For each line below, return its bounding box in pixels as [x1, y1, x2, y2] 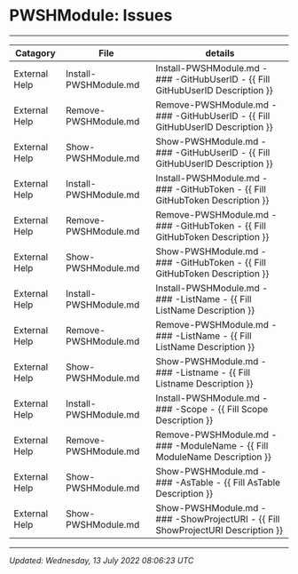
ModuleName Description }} [155, 450, 272, 463]
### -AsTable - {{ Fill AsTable [155, 476, 281, 489]
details [205, 46, 235, 59]
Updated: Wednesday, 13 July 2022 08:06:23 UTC [9, 554, 194, 565]
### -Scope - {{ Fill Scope [155, 403, 269, 415]
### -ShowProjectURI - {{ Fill [155, 513, 280, 525]
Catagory [14, 46, 56, 59]
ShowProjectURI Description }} [155, 523, 284, 536]
